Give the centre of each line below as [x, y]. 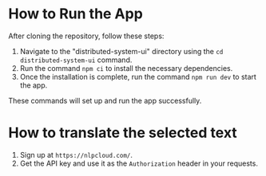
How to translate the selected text [123, 133]
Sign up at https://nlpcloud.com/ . [76, 154]
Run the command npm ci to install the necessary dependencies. [126, 68]
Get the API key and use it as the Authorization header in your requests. [139, 163]
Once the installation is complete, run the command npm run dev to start [138, 76]
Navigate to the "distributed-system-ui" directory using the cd [121, 51]
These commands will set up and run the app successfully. [105, 100]
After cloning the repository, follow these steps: [86, 36]
